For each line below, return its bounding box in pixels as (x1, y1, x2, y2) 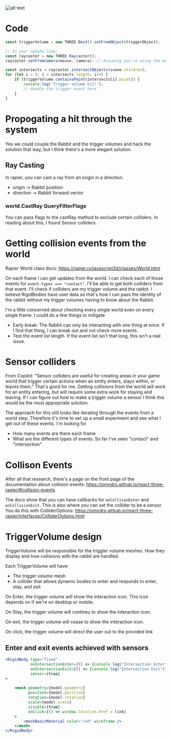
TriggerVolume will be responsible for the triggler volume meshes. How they (5, 548, 165, 554)
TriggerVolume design (5, 531, 102, 543)
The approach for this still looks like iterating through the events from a (5, 410, 154, 416)
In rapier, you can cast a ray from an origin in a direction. (5, 174, 124, 181)
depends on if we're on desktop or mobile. (5, 599, 94, 605)
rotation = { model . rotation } (27, 695, 85, 700)
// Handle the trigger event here (23, 86, 97, 91)
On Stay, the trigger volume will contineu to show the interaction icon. (5, 609, 152, 615)
